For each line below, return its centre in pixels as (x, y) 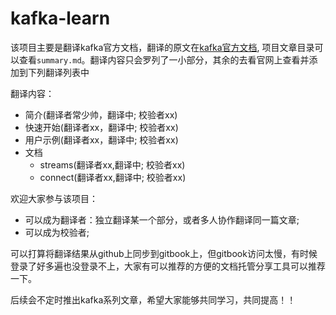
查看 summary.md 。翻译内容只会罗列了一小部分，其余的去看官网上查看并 (164, 59)
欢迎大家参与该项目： (54, 198)
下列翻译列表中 (58, 72)
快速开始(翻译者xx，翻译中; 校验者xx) (101, 127)
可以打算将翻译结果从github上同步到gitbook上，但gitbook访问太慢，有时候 (164, 253)
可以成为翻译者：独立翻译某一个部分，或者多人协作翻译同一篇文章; (162, 219)
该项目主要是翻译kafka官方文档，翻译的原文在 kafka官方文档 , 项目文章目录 (162, 47)
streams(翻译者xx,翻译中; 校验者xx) (112, 164)
